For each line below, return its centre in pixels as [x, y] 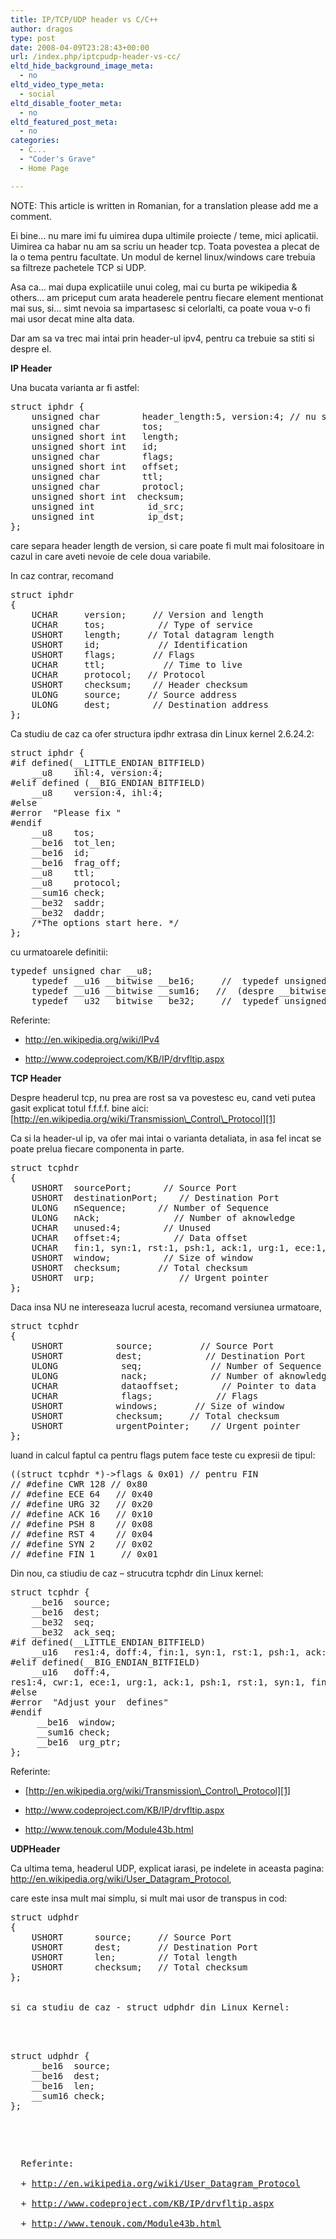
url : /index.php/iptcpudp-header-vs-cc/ [96, 57]
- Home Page [44, 168]
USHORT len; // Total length [134, 1957]
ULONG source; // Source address [134, 694]
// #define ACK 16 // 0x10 [81, 1514]
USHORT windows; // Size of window [158, 1405]
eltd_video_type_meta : [57, 85]
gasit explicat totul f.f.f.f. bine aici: [79, 1108]
